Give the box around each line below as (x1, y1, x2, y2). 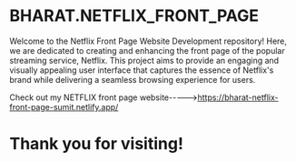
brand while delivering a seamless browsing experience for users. (9, 74, 256, 85)
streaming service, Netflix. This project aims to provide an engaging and (9, 55, 280, 66)
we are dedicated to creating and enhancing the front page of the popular (9, 45, 285, 56)
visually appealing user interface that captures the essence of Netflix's (9, 65, 274, 76)
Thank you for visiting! (9, 134, 184, 155)
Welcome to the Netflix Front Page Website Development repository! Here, (9, 35, 288, 46)
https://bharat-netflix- (197, 92, 279, 103)
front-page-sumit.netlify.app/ (9, 101, 119, 112)
